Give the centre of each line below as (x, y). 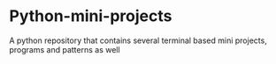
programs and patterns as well (65, 49)
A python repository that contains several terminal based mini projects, (138, 40)
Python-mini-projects (91, 16)
